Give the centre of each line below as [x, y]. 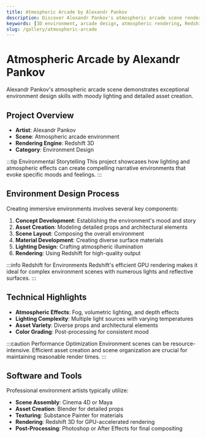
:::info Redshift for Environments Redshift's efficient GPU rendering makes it [102, 265]
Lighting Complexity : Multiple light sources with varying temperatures [104, 318]
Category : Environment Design [54, 150]
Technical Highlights [47, 297]
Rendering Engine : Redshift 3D [55, 143]
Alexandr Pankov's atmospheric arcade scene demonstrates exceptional [98, 90]
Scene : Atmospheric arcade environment [67, 136]
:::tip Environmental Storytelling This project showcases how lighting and [98, 161]
